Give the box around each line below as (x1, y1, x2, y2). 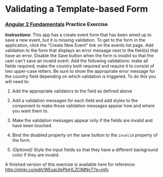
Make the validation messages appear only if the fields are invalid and (12, 117, 153, 123)
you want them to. (12, 108, 49, 114)
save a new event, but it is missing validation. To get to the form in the (5, 37, 145, 43)
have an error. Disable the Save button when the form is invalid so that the (5, 53, 154, 59)
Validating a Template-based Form (5, 3, 148, 15)
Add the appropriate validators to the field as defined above (12, 88, 133, 94)
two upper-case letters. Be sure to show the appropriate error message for (5, 68, 155, 74)
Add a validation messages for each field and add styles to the (12, 98, 138, 104)
